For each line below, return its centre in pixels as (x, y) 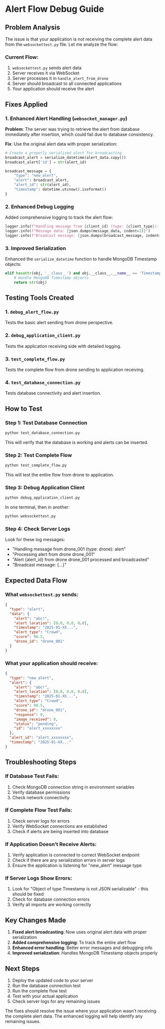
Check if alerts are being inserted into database (60, 831)
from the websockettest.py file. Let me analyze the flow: (62, 44)
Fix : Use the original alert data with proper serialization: (61, 144)
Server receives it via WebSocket (46, 73)
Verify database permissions (41, 792)
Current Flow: (22, 57)
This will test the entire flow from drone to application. (60, 475)
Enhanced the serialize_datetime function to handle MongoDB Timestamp (81, 259)
